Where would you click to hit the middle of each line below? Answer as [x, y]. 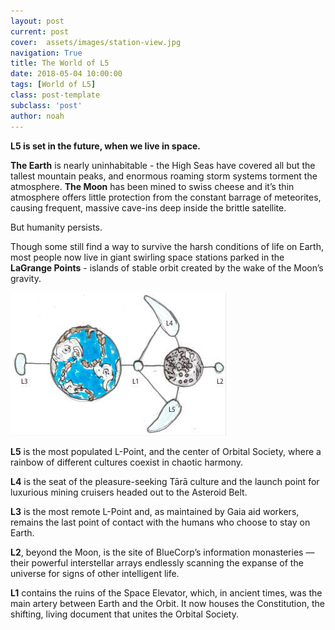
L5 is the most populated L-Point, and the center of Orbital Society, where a [166, 451]
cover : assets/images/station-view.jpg [96, 42]
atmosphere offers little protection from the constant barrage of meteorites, [166, 197]
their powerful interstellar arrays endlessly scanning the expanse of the [157, 562]
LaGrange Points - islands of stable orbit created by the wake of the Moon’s [167, 267]
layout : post [37, 21]
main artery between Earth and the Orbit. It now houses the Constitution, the [167, 603]
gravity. [26, 278]
